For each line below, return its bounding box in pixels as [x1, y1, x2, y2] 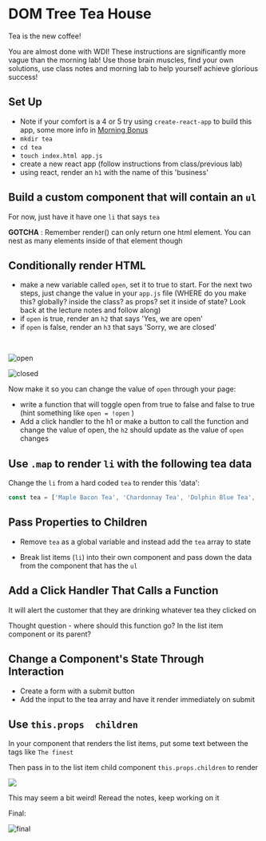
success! [8, 72, 38, 81]
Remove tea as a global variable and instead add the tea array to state [19, 537, 252, 546]
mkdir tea [19, 135, 54, 143]
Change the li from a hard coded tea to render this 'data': [8, 478, 200, 488]
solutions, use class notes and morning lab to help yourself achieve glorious [8, 63, 258, 73]
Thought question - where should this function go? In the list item [8, 621, 224, 630]
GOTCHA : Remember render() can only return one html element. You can [8, 227, 252, 236]
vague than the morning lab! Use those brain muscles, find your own [8, 55, 234, 65]
